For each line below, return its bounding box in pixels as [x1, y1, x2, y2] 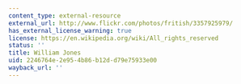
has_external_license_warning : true [8, 26, 132, 34]
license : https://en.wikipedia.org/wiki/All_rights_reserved [8, 34, 219, 42]
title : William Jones [8, 49, 82, 57]
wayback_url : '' [8, 64, 63, 72]
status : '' [8, 42, 45, 50]
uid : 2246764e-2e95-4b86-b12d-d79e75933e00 [8, 57, 158, 65]
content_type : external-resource [8, 11, 121, 20]
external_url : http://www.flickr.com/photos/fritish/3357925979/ [8, 19, 233, 27]
